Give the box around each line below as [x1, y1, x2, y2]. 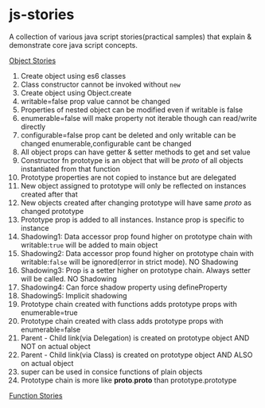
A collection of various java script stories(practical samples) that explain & [9, 32, 252, 41]
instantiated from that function [20, 164, 120, 173]
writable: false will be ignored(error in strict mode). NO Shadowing [20, 257, 239, 266]
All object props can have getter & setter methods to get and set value [20, 147, 251, 157]
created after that [20, 189, 78, 199]
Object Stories [9, 56, 57, 65]
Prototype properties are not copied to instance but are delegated [20, 173, 237, 182]
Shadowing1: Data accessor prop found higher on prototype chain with [20, 231, 253, 241]
